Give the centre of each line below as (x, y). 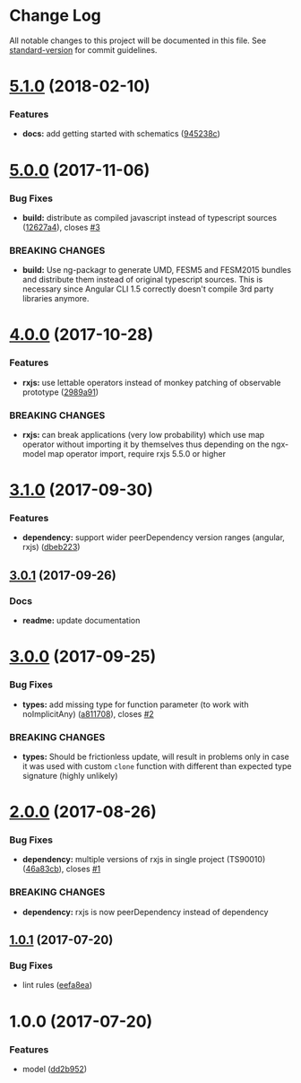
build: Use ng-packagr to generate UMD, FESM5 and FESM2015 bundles (157, 270)
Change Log (55, 16)
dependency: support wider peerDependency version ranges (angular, (153, 537)
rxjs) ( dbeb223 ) (51, 547)
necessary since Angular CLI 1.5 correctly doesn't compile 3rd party (148, 289)
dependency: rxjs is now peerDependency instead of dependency (145, 912)
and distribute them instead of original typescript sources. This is (142, 280)
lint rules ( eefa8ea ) (57, 985)
